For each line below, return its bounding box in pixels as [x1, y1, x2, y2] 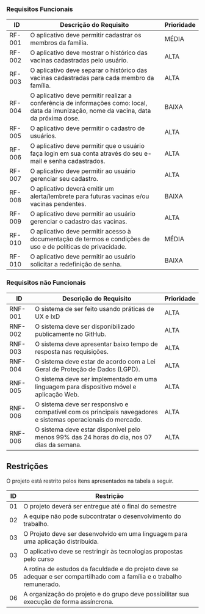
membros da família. [30, 38, 88, 47]
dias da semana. [34, 440, 82, 449]
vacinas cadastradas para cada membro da [30, 74, 154, 82]
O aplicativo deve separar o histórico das [30, 66, 148, 75]
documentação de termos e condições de [30, 235, 150, 243]
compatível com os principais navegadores [34, 408, 159, 416]
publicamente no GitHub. [34, 329, 107, 338]
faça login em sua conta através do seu [30, 149, 143, 158]
